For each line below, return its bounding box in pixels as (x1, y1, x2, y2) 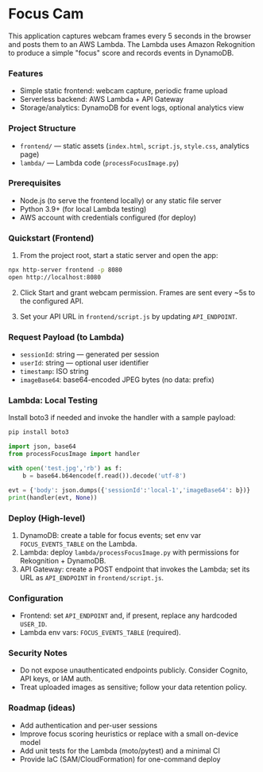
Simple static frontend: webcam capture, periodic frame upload (19, 86, 228, 96)
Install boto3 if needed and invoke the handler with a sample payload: (8, 413, 236, 423)
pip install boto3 (8, 428, 69, 436)
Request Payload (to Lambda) (8, 331, 125, 342)
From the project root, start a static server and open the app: (19, 251, 219, 260)
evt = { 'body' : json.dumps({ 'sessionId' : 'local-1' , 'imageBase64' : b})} (8, 486, 250, 494)
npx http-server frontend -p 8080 (8, 266, 123, 275)
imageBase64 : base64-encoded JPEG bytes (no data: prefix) (19, 375, 215, 384)
